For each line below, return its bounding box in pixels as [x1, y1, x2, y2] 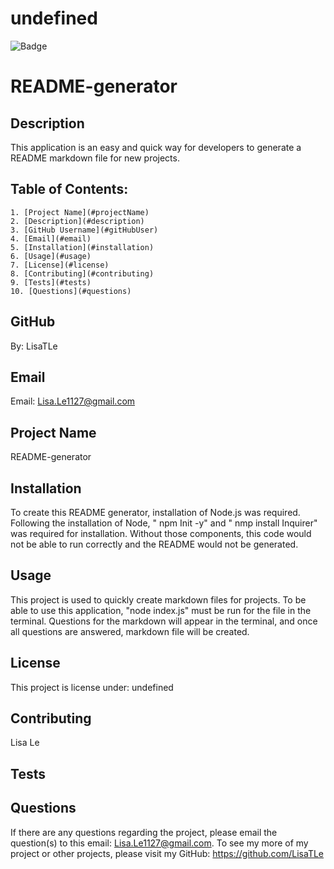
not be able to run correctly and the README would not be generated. [10, 538, 299, 550]
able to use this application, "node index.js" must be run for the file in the [10, 604, 312, 616]
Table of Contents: [10, 181, 129, 198]
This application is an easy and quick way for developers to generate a [10, 141, 302, 153]
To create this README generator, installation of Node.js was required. [10, 507, 301, 518]
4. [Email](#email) [10, 233, 92, 244]
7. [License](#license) [10, 260, 110, 270]
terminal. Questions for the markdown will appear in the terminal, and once [10, 615, 318, 627]
